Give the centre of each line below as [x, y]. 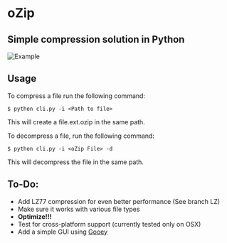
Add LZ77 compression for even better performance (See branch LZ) [119, 201]
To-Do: [23, 184]
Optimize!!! [35, 216]
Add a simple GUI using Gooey [63, 232]
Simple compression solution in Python [96, 39]
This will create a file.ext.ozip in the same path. [76, 121]
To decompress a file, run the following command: [81, 136]
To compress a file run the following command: [76, 96]
